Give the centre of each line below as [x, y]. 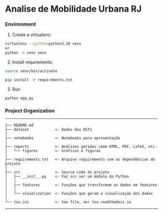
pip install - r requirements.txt [39, 80]
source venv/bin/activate [31, 71]
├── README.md [19, 125]
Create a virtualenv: [32, 35]
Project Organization [30, 111]
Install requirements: [33, 62]
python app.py [19, 98]
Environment [21, 24]
